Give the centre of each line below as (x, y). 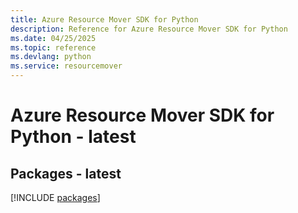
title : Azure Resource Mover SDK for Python (104, 19)
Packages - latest (66, 173)
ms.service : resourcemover (66, 66)
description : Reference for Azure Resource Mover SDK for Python (149, 29)
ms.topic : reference (53, 47)
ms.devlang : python (51, 57)
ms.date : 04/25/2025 (53, 38)
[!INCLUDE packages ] (55, 197)
